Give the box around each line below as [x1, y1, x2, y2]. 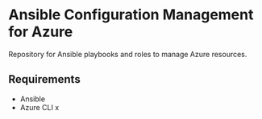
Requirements [8, 72, 81, 86]
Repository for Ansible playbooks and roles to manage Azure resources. [8, 49, 247, 59]
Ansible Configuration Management [8, 6, 254, 24]
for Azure [8, 23, 73, 41]
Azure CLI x [19, 102, 60, 112]
